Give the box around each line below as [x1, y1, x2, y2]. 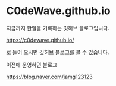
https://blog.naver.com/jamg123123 [6, 73, 93, 80]
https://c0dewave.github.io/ [6, 36, 74, 43]
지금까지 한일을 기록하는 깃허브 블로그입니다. [6, 24, 110, 31]
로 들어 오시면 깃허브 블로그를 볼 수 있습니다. [6, 49, 109, 56]
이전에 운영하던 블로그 [6, 61, 58, 68]
